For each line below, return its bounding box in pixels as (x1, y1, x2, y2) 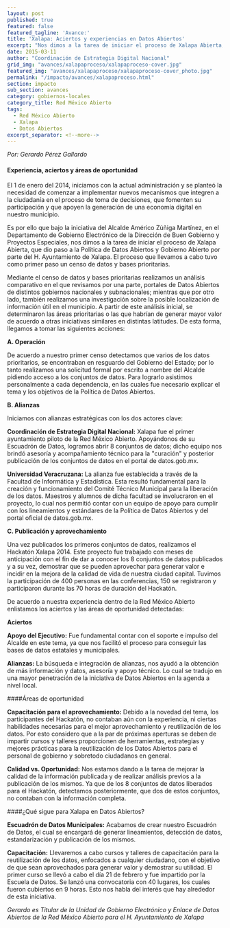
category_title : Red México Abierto (7, 100, 112, 106)
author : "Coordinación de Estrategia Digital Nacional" (7, 55, 170, 62)
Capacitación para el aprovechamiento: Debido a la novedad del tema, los (7, 708, 219, 716)
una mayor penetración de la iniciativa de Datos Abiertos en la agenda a (7, 674, 210, 682)
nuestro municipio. (7, 210, 60, 218)
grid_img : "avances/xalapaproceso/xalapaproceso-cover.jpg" (7, 61, 183, 68)
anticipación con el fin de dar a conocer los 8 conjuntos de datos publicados (7, 555, 223, 563)
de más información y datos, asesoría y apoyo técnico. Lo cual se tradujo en (7, 667, 222, 675)
